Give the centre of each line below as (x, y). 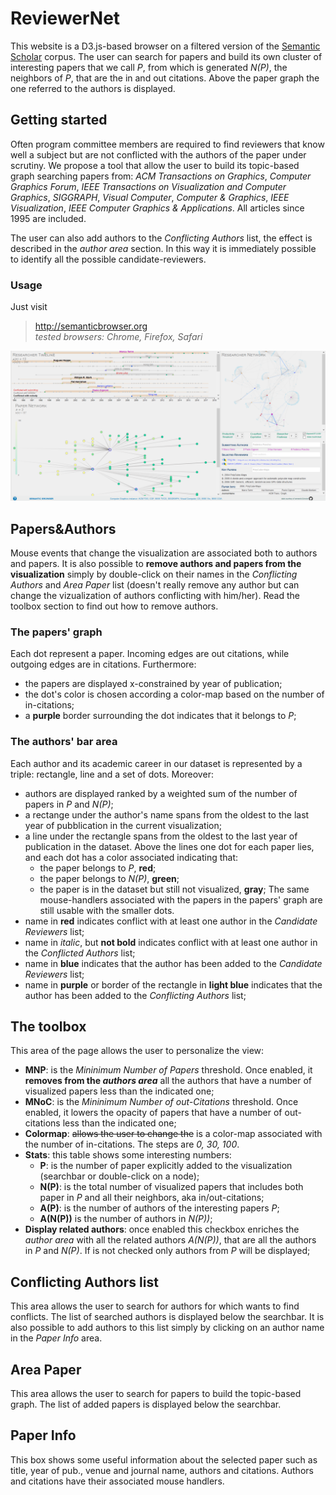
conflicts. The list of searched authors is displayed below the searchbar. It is (167, 1317)
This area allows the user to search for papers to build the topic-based (156, 1394)
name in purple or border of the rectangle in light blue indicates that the (173, 984)
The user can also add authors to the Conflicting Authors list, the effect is (161, 238)
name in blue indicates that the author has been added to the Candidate (173, 963)
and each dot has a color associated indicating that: (131, 857)
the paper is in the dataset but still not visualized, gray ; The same (174, 889)
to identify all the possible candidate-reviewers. (108, 259)
